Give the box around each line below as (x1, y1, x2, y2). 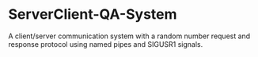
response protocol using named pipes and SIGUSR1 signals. (8, 39, 203, 48)
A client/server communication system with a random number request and (8, 31, 251, 41)
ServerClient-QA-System (8, 5, 177, 23)
